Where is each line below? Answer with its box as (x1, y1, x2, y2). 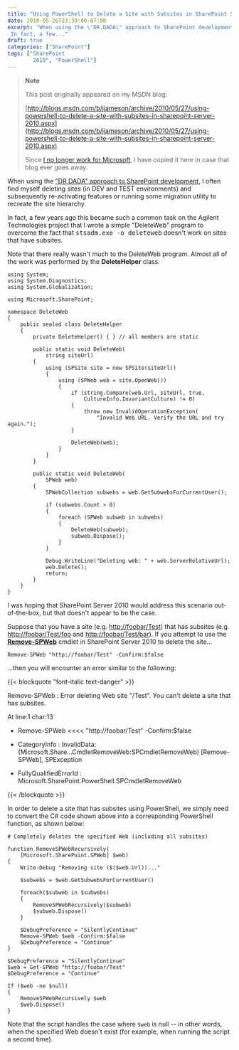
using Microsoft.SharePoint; (7, 296, 94, 303)
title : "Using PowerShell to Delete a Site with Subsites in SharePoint (7, 10, 228, 18)
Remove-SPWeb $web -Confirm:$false (20, 933, 126, 940)
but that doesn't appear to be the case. (42, 608, 157, 617)
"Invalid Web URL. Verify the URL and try (96, 414, 224, 421)
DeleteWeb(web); (70, 439, 119, 446)
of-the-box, (7, 608, 41, 617)
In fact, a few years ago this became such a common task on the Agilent (7, 213, 219, 221)
